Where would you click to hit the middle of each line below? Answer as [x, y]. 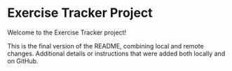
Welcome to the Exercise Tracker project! [67, 32]
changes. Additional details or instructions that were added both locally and [116, 53]
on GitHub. [23, 60]
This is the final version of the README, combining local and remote [106, 46]
